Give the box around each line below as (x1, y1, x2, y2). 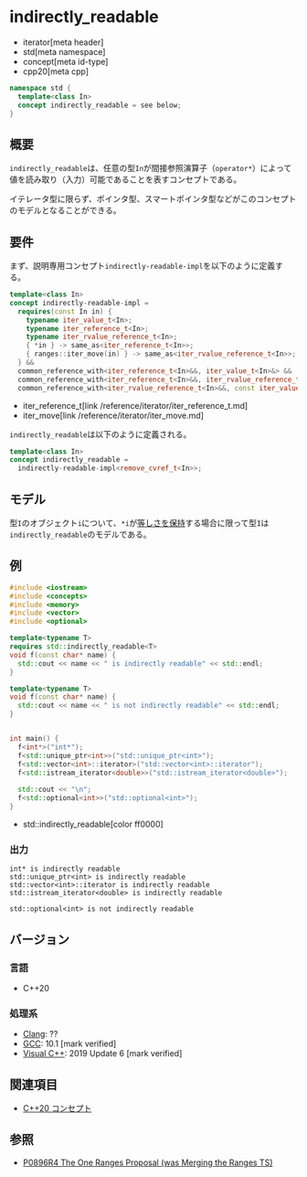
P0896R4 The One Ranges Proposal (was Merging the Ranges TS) (22, 1157, 273, 1168)
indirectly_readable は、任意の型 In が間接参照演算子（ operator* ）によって (9, 163, 292, 174)
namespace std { (9, 83, 71, 92)
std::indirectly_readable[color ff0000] (22, 819, 164, 829)
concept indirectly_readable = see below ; (17, 101, 182, 110)
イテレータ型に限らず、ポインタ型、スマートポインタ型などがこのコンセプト (9, 194, 297, 205)
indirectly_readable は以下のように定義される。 (9, 428, 192, 440)
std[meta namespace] (22, 46, 106, 57)
